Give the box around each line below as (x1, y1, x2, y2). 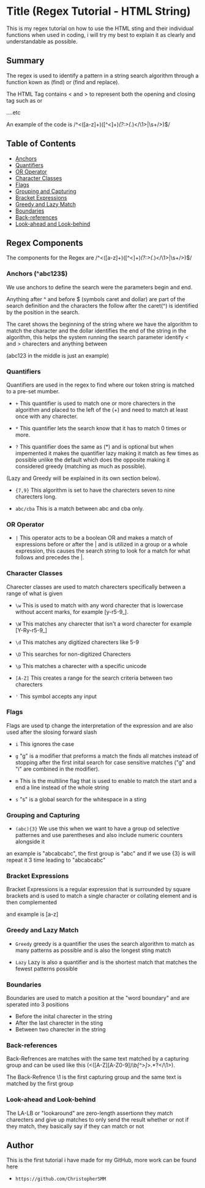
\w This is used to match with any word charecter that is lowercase (15, 601, 184, 609)
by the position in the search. (6, 309, 80, 316)
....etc (6, 109, 21, 116)
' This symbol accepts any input (15, 693, 97, 700)
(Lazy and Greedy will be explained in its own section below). (6, 474, 161, 482)
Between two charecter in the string (15, 1026, 106, 1033)
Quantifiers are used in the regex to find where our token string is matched (6, 381, 195, 388)
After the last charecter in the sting (15, 1019, 103, 1027)
